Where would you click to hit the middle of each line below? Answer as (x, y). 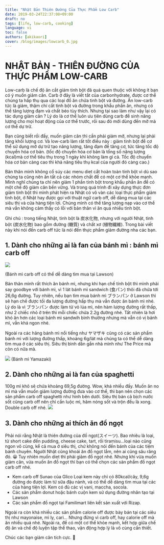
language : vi (18, 28)
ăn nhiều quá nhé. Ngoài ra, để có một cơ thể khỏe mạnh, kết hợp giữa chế (81, 523)
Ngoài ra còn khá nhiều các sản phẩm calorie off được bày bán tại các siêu (81, 512)
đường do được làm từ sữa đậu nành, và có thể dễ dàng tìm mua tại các (84, 482)
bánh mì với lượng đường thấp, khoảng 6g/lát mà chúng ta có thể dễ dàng (79, 338)
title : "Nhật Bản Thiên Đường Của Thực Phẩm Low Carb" (62, 10)
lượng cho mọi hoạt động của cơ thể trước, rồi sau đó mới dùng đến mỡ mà (81, 121)
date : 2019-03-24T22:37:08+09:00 (39, 14)
